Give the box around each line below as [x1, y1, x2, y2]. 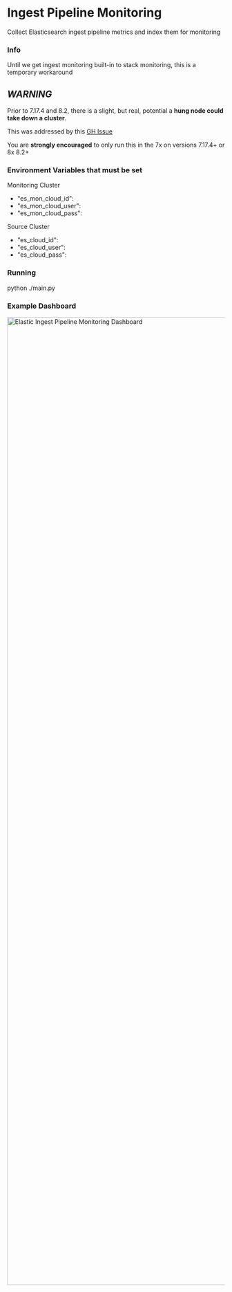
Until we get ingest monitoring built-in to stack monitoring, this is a [7, 61, 197, 69]
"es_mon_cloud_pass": [17, 209, 83, 217]
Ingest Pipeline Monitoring [7, 5, 162, 21]
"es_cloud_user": [17, 244, 66, 252]
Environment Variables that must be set [7, 165, 143, 174]
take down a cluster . [7, 114, 67, 122]
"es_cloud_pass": [17, 251, 67, 259]
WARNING [7, 88, 52, 100]
